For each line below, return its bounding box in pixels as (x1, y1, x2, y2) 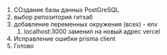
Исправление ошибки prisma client (13, 35, 116, 43)
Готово (13, 42, 34, 50)
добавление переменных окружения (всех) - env (13, 20, 158, 28)
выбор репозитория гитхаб (13, 13, 94, 21)
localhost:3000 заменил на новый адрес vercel (23, 27, 161, 35)
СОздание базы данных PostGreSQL (13, 6, 120, 14)
